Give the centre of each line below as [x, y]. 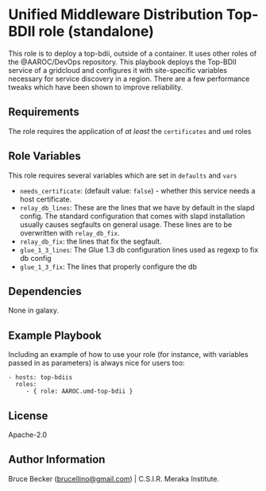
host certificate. [46, 199]
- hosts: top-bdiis [40, 378]
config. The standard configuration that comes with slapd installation [132, 216]
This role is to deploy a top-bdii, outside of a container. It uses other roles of [133, 53]
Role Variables [44, 156]
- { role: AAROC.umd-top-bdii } [79, 391]
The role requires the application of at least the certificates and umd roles [130, 131]
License [28, 415]
